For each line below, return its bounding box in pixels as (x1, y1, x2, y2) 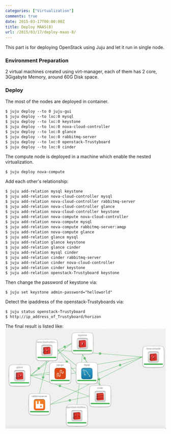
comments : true (5, 13, 38, 19)
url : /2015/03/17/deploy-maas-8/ (5, 30, 76, 35)
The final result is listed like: (5, 323, 64, 329)
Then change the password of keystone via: (5, 279, 98, 285)
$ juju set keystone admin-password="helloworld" (5, 289, 113, 295)
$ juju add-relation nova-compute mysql (5, 219, 93, 224)
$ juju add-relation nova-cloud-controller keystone (5, 209, 120, 214)
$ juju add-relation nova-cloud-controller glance (5, 204, 115, 209)
